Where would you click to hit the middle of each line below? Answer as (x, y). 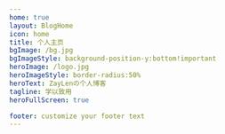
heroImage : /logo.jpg (49, 67)
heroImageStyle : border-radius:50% (75, 75)
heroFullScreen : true (49, 100)
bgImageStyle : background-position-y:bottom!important (113, 59)
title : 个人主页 (36, 42)
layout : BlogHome (41, 26)
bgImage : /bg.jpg (41, 51)
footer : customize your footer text (77, 116)
